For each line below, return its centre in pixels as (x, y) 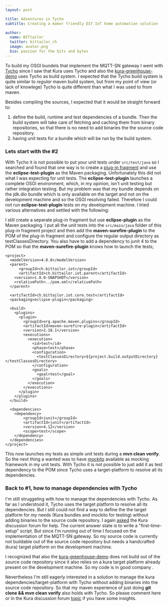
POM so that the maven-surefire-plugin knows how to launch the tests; (79, 247)
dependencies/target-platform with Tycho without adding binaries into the (81, 582)
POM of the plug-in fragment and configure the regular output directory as (82, 236)
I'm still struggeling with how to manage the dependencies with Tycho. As (81, 499)
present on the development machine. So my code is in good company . (79, 567)
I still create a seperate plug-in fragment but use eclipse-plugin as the (78, 220)
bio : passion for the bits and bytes (49, 51)
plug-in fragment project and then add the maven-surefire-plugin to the (80, 231)
